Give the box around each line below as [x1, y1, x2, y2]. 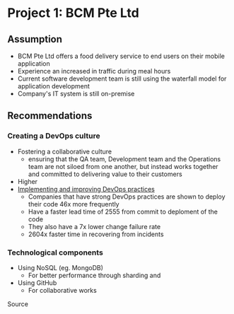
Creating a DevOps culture [7, 131, 100, 141]
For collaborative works [28, 286, 97, 294]
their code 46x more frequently [28, 199, 119, 208]
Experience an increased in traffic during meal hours [17, 67, 171, 75]
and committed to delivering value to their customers [28, 170, 182, 178]
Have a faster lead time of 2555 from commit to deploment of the [28, 207, 218, 216]
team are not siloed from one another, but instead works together [28, 162, 218, 170]
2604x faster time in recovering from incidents [28, 230, 164, 238]
